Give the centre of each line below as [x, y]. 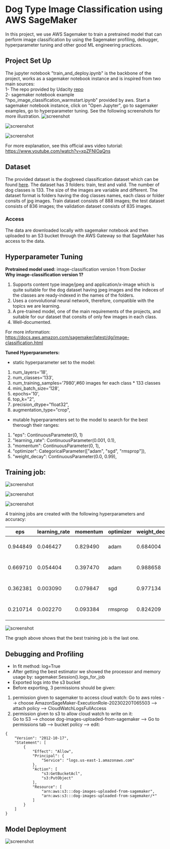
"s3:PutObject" [57, 778]
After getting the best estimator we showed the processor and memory [87, 672]
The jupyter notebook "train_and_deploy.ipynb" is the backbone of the [78, 73]
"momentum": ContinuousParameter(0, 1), [56, 446]
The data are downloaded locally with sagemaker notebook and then [77, 230]
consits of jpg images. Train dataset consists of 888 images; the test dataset [85, 201]
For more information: [28, 332]
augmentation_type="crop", [41, 410]
